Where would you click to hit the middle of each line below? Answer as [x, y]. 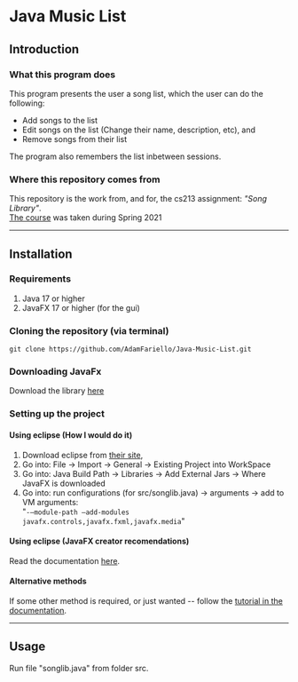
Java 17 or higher [54, 298]
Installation [41, 254]
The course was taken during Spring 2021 [86, 218]
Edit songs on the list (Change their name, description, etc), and [138, 130]
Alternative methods [48, 581]
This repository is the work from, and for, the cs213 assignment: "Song [138, 199]
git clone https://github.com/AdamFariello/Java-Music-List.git [130, 349]
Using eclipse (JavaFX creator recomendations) [99, 541]
